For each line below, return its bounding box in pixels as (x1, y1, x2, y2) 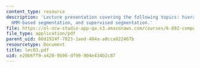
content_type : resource (6, 8, 65, 15)
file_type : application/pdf (6, 31, 76, 37)
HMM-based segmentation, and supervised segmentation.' (11, 20, 153, 25)
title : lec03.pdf (6, 47, 49, 53)
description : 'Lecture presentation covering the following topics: (6, 14, 180, 20)
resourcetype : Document (6, 42, 65, 48)
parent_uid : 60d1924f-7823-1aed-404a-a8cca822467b (6, 36, 135, 42)
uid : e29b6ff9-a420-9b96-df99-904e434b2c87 (6, 53, 116, 59)
